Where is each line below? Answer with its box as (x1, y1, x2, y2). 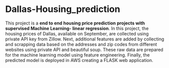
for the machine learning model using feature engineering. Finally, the (5, 51, 150, 58)
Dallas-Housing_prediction (5, 3, 121, 15)
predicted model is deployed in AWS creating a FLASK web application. (5, 57, 153, 63)
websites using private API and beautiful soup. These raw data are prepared (5, 46, 163, 52)
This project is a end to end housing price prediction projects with (5, 20, 145, 26)
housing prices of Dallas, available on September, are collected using (5, 30, 149, 36)
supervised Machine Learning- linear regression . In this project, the (5, 25, 149, 31)
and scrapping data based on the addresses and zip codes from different (5, 41, 157, 47)
